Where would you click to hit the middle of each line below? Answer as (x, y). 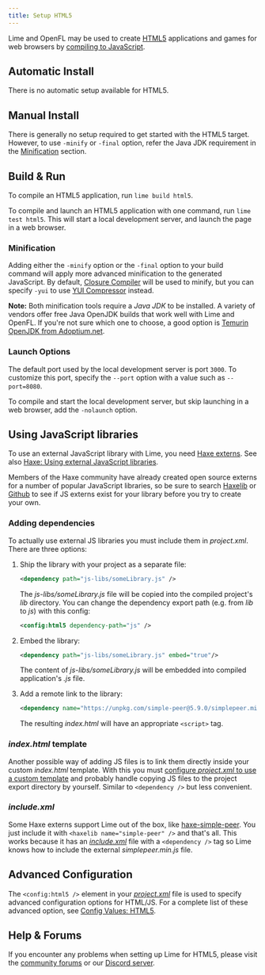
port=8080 (25, 386)
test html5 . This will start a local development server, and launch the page (130, 220)
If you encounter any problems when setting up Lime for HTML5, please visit (133, 954)
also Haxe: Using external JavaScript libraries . (83, 462)
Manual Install (44, 115)
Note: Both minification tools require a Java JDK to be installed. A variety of (132, 306)
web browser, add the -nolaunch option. (73, 410)
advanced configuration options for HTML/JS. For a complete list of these (128, 902)
